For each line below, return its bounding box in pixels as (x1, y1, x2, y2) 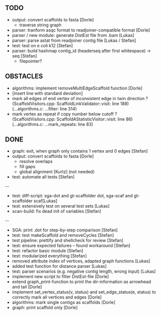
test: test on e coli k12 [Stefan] (12, 42, 73, 48)
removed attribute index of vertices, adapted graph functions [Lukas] (12, 258, 150, 264)
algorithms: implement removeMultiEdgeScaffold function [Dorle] (12, 85, 143, 91)
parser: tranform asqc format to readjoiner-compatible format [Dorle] (12, 27, 150, 33)
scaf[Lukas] (33, 198, 58, 204)
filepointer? (19, 58, 42, 64)
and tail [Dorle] (12, 284, 42, 290)
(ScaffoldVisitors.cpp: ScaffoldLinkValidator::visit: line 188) (12, 101, 129, 106)
